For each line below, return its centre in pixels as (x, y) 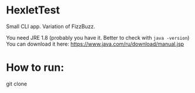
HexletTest (33, 10)
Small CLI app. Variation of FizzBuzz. (51, 26)
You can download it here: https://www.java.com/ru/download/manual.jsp (95, 44)
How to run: (35, 68)
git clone (17, 84)
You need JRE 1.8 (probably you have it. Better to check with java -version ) (98, 37)
